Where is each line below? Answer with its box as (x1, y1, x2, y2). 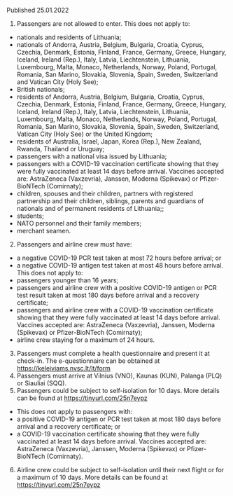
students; (16, 212, 45, 220)
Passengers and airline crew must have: (16, 240, 132, 248)
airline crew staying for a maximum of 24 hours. (16, 336, 155, 344)
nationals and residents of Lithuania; (16, 33, 122, 41)
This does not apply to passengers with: (16, 408, 133, 415)
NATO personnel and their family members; (16, 219, 142, 227)
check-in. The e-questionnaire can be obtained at (16, 357, 160, 365)
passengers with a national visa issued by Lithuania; (16, 152, 167, 160)
